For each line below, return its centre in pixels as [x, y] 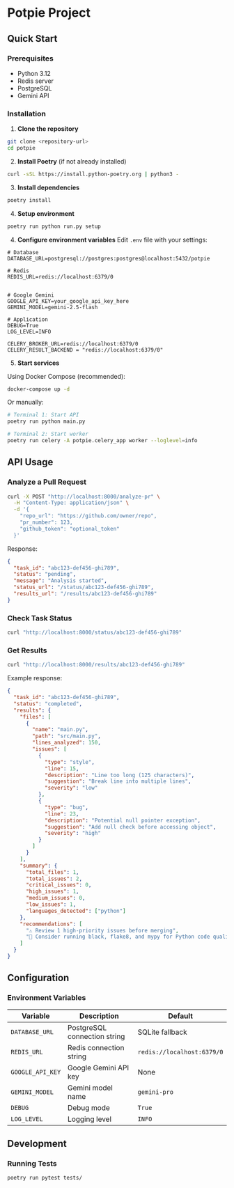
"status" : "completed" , [48, 704]
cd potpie [22, 148]
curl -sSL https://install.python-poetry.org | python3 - [93, 174]
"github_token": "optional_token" [70, 529]
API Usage [30, 462]
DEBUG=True [23, 325]
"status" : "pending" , [45, 575]
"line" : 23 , [62, 814]
